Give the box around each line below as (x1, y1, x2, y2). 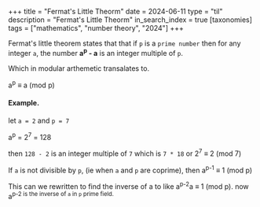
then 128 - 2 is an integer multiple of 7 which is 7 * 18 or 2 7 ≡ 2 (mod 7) (8, 147, 242, 158)
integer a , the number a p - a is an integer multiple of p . (8, 47, 183, 57)
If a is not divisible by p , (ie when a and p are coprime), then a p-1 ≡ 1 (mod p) (8, 164, 253, 175)
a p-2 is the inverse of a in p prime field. (8, 190, 114, 201)
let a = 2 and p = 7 (8, 116, 70, 125)
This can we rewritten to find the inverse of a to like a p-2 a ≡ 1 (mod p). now (8, 180, 249, 191)
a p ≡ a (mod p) (8, 79, 55, 90)
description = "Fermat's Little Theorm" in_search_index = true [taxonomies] (8, 15, 253, 24)
